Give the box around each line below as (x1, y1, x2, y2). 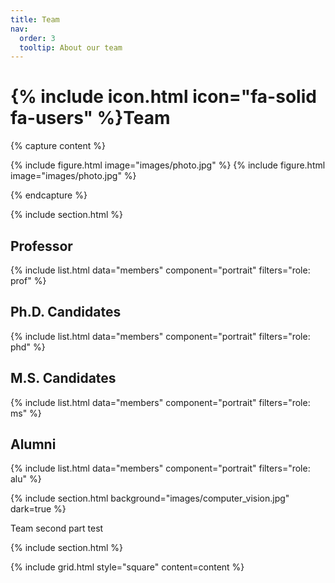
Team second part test (10, 522, 104, 535)
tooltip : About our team (19, 42, 123, 53)
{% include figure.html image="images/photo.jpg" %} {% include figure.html (10, 159, 326, 171)
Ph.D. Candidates (10, 304, 122, 321)
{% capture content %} (10, 140, 106, 152)
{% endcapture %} (10, 189, 88, 201)
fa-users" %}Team (10, 107, 171, 130)
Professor (10, 237, 73, 255)
